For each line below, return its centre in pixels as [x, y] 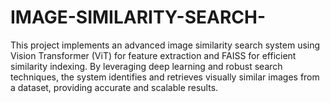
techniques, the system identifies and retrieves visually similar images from [165, 77]
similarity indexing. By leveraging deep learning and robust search [146, 66]
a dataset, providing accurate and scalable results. [114, 87]
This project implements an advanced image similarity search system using [165, 45]
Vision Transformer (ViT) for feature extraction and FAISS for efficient [153, 55]
